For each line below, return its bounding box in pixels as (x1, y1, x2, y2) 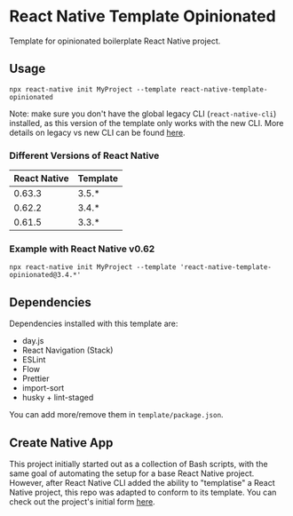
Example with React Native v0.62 (9, 242, 155, 255)
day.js (21, 336, 44, 346)
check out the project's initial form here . (9, 496, 155, 507)
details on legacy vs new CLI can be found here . (9, 127, 186, 138)
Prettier (21, 373, 50, 384)
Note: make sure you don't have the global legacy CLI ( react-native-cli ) (9, 108, 277, 119)
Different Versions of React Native (9, 149, 160, 162)
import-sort (21, 383, 65, 393)
